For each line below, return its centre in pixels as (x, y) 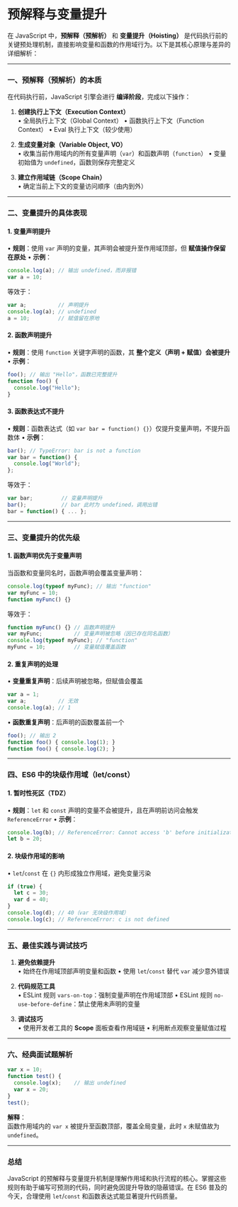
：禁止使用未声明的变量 (106, 1004)
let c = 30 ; (32, 893)
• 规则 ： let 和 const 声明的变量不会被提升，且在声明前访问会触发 (103, 810)
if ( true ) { (25, 887)
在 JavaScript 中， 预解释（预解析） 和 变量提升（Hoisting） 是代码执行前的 (118, 35)
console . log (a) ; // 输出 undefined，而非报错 (72, 271)
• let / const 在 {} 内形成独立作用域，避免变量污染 (79, 873)
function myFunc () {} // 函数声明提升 (61, 627)
